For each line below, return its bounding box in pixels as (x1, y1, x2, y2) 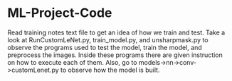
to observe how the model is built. (60, 66, 160, 74)
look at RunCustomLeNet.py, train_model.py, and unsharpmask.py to (7, 35, 209, 44)
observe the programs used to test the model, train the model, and (7, 43, 203, 51)
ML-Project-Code (7, 5, 112, 21)
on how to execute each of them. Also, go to (7, 58, 137, 66)
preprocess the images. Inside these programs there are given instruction (7, 51, 223, 59)
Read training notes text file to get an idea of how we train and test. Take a (7, 28, 226, 37)
